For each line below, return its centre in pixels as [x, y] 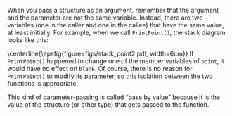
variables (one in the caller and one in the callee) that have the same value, [116, 25]
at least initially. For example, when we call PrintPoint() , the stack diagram [117, 32]
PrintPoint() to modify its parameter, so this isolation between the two [110, 76]
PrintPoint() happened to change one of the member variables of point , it [116, 61]
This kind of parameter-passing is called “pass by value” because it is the [114, 97]
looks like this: [28, 40]
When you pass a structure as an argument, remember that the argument [113, 10]
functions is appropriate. [43, 83]
